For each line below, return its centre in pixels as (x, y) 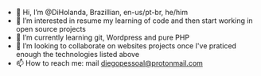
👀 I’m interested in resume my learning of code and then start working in (134, 21)
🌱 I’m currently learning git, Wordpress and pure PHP (102, 37)
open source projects (51, 29)
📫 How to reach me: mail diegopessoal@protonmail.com (109, 63)
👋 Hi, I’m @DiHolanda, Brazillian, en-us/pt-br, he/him (102, 12)
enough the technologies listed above (78, 54)
